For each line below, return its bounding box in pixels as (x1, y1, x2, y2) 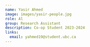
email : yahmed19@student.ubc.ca (9, 35, 77, 40)
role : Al (5, 16, 23, 21)
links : (5, 30, 19, 35)
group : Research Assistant (5, 21, 61, 26)
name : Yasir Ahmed (5, 7, 43, 12)
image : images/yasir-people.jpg (5, 12, 72, 17)
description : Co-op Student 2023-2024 (5, 25, 85, 30)
